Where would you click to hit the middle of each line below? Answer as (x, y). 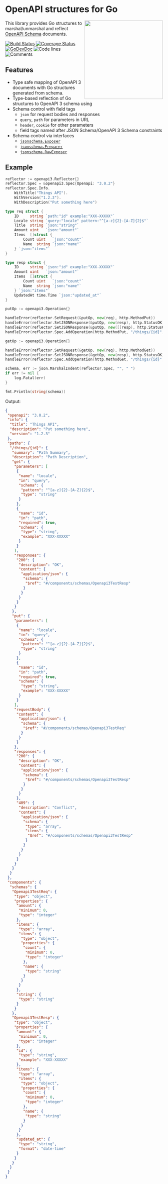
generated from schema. (38, 93)
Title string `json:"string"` (47, 225)
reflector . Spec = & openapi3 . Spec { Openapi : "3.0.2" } (60, 184)
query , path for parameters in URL (54, 120)
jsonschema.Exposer (40, 141)
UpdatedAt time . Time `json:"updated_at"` (58, 295)
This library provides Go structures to (44, 23)
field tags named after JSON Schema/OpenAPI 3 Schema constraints (91, 130)
